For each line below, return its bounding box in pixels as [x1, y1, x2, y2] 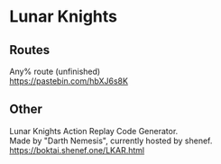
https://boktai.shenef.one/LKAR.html [9, 144, 145, 155]
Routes [9, 42, 51, 58]
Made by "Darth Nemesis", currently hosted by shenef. [9, 135, 213, 146]
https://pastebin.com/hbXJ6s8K [9, 76, 129, 87]
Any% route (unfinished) [9, 66, 101, 77]
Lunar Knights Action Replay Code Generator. [9, 125, 179, 136]
